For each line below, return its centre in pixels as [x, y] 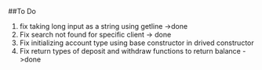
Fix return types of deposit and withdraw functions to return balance [130, 51]
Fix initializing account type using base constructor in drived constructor [136, 43]
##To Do [22, 11]
